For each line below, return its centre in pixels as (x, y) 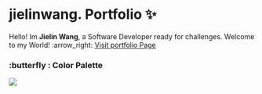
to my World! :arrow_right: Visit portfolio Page (82, 45)
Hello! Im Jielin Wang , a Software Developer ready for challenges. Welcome (132, 36)
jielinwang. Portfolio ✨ (83, 14)
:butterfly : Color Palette (56, 65)
